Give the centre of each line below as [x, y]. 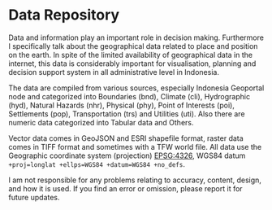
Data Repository [64, 15]
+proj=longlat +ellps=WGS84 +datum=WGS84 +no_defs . [97, 164]
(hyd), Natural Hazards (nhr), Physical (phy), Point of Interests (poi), [122, 105]
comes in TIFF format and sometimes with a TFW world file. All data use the [135, 147]
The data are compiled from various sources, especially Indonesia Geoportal [136, 88]
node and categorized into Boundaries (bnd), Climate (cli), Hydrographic [129, 96]
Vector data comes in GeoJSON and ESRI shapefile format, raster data [126, 138]
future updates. [34, 197]
